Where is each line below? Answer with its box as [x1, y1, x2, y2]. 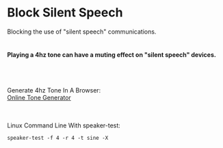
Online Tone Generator [7, 94, 72, 102]
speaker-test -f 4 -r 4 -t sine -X [7, 135, 109, 142]
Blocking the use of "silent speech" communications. [7, 27, 157, 36]
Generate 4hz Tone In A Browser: [7, 86, 101, 95]
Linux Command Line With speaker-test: [7, 121, 121, 129]
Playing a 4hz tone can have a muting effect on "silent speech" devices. [7, 50, 217, 59]
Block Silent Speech [7, 5, 123, 21]
